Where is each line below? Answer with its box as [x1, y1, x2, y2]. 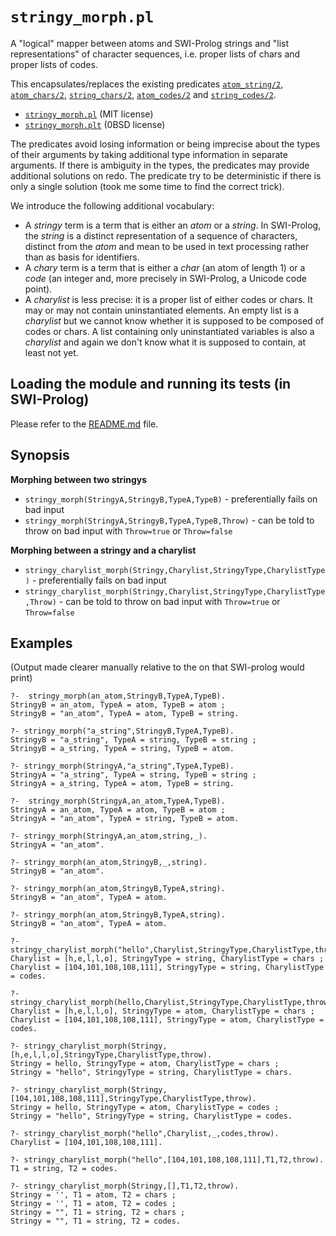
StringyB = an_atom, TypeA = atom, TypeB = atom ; [10, 700, 226, 710]
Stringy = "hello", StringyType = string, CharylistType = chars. [10, 1068, 293, 1078]
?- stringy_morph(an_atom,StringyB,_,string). [10, 858, 208, 868]
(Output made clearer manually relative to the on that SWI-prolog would [10, 661, 305, 673]
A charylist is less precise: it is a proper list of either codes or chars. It [24, 293, 313, 305]
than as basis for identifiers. [24, 251, 140, 263]
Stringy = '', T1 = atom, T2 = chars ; [10, 1190, 177, 1200]
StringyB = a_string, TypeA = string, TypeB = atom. [10, 744, 235, 754]
